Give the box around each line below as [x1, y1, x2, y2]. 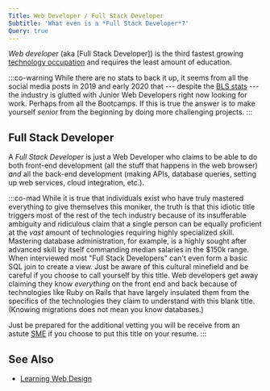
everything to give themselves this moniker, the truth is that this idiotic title [8, 202, 255, 212]
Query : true [8, 27, 48, 35]
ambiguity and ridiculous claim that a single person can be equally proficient [8, 219, 262, 229]
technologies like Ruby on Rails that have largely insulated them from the [8, 288, 250, 297]
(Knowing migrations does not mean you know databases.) [8, 305, 204, 314]
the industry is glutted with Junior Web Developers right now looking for [8, 90, 247, 100]
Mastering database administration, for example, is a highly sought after [8, 236, 247, 246]
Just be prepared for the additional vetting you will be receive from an [8, 320, 240, 331]
